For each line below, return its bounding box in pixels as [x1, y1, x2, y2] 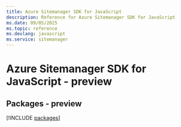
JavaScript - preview [6, 75, 113, 88]
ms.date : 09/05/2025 [6, 20, 58, 26]
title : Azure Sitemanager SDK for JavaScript [6, 8, 122, 15]
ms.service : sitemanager [6, 36, 68, 42]
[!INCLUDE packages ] [6, 114, 61, 121]
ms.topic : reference [6, 25, 58, 32]
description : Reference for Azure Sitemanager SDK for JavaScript [6, 14, 176, 20]
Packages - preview [6, 98, 82, 109]
